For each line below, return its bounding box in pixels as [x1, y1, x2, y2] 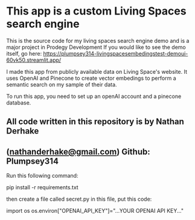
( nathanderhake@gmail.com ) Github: [6, 146, 150, 157]
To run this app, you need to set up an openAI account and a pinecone [6, 92, 182, 100]
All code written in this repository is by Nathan [6, 117, 184, 127]
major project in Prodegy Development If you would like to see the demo [6, 44, 186, 51]
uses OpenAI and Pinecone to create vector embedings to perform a [6, 74, 176, 82]
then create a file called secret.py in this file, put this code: [6, 195, 152, 203]
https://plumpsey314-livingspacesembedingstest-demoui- [43, 50, 188, 57]
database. [6, 99, 31, 106]
